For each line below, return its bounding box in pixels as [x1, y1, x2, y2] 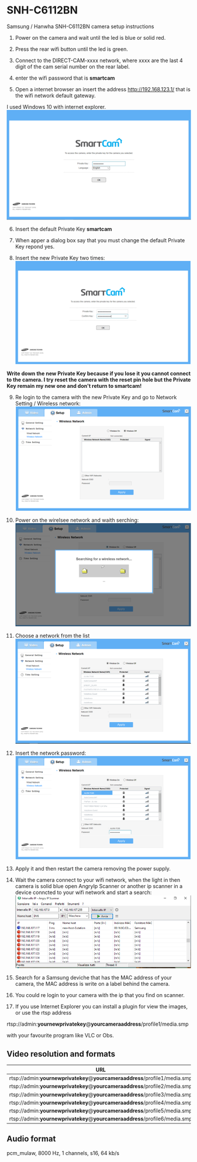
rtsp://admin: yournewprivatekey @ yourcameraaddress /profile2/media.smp [9, 1083, 192, 1090]
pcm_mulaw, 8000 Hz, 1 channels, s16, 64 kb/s [6, 1149, 119, 1156]
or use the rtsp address [15, 1009, 72, 1016]
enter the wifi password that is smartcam [15, 74, 115, 81]
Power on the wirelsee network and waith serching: [15, 516, 139, 524]
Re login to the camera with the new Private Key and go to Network [15, 394, 177, 401]
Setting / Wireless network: [15, 400, 81, 407]
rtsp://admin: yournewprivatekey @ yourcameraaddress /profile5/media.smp [9, 1107, 192, 1115]
